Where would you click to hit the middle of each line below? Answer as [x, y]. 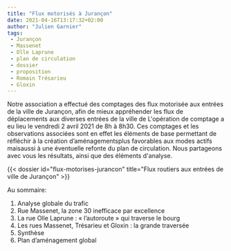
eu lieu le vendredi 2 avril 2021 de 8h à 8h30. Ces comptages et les [103, 126]
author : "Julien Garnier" [44, 26]
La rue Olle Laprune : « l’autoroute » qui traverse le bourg [99, 218]
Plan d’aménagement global [57, 241]
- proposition [30, 71]
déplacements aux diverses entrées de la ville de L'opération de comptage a [116, 119]
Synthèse [31, 233]
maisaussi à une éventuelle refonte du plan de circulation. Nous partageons [115, 148]
